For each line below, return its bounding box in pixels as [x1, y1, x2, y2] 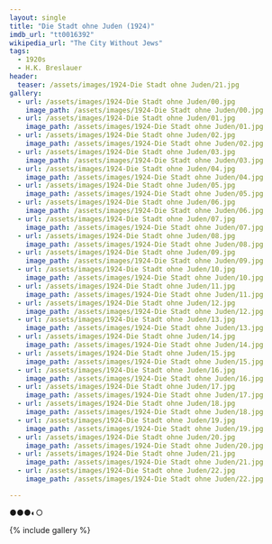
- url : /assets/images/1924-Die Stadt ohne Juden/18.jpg [17, 399, 236, 409]
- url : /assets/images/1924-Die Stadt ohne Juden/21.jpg [17, 449, 236, 458]
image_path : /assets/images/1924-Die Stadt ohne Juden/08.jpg [25, 240, 264, 249]
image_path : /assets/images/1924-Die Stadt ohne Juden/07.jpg [25, 223, 264, 232]
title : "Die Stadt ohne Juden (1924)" [9, 22, 155, 31]
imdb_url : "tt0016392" [9, 30, 95, 39]
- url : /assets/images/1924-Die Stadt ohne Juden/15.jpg [17, 348, 236, 357]
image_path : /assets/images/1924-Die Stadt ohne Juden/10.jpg [25, 273, 264, 282]
